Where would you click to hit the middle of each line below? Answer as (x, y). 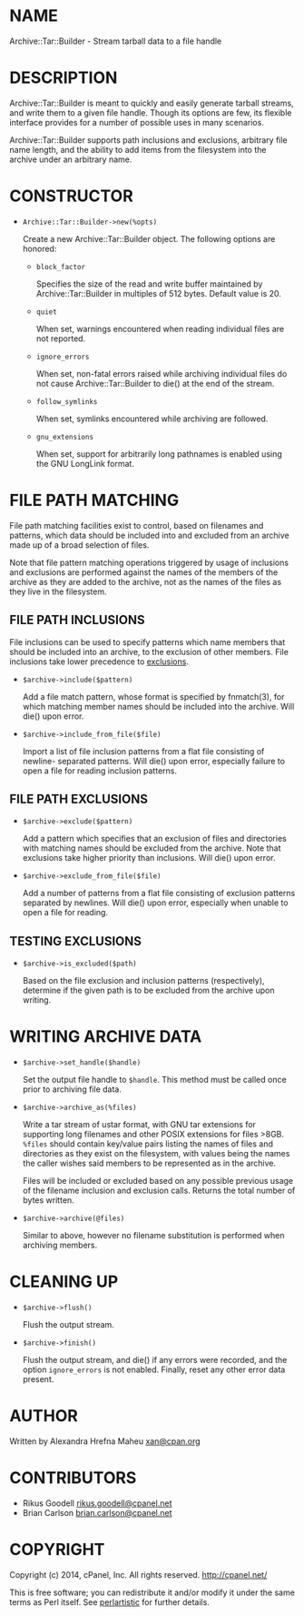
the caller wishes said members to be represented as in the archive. (149, 1163)
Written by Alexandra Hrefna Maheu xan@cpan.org (105, 1441)
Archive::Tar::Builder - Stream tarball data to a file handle (116, 41)
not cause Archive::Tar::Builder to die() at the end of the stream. (155, 383)
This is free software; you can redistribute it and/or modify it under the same (152, 1592)
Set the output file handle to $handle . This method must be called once (155, 1080)
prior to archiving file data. (72, 1089)
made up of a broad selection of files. (79, 545)
